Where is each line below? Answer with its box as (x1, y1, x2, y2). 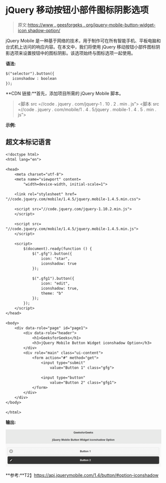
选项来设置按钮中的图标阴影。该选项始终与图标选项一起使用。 (9, 50, 135, 56)
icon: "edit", (41, 281, 70, 286)
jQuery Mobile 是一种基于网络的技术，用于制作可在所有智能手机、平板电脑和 (5, 38, 161, 44)
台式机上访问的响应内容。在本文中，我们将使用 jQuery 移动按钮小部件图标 (5, 44, 156, 50)
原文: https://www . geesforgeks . (17, 22, 85, 28)
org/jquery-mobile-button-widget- (85, 22, 156, 28)
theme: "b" (41, 291, 64, 296)
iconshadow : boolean (12, 76, 57, 81)
